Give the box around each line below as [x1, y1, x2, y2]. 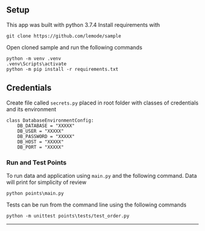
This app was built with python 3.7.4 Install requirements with [6, 21, 160, 28]
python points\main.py [6, 190, 64, 196]
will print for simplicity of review [6, 178, 87, 186]
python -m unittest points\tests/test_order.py [6, 213, 130, 219]
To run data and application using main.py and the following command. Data [6, 172, 197, 179]
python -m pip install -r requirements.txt [6, 66, 119, 72]
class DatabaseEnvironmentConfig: [6, 117, 95, 123]
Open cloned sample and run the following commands [6, 43, 143, 51]
